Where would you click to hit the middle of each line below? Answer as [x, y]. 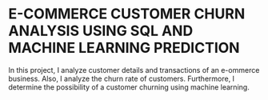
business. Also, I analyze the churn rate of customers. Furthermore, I [121, 78]
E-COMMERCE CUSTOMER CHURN [127, 14]
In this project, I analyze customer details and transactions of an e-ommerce [134, 70]
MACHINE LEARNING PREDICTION [124, 48]
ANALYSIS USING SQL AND [101, 31]
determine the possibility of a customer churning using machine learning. [129, 87]
